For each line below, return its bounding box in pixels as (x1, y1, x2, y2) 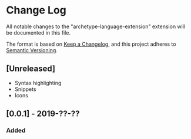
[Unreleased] (6, 64, 56, 74)
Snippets (14, 86, 36, 93)
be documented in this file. (6, 29, 71, 36)
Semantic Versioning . (6, 46, 58, 53)
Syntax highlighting (14, 79, 62, 86)
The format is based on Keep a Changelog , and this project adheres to (6, 40, 176, 48)
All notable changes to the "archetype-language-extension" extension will (6, 23, 186, 30)
